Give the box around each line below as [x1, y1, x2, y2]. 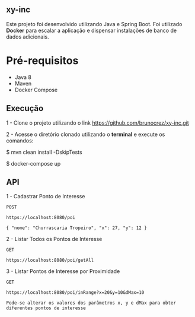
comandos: [6, 137, 34, 144]
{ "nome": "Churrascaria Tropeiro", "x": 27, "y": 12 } [6, 225, 147, 231]
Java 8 [14, 74, 31, 81]
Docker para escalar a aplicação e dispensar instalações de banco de [6, 27, 177, 34]
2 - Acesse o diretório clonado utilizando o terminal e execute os [6, 131, 165, 138]
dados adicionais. [6, 33, 49, 40]
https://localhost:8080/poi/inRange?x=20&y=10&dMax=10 [6, 290, 145, 296]
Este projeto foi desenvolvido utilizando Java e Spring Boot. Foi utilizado [6, 20, 183, 27]
